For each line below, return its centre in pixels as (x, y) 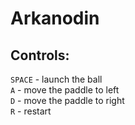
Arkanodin (55, 18)
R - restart (31, 111)
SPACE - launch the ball (56, 79)
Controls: (40, 55)
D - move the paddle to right (67, 100)
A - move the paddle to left (65, 90)
